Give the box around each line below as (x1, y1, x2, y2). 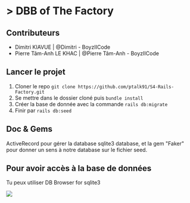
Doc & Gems (6, 124, 52, 134)
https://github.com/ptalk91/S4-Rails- (77, 84, 175, 90)
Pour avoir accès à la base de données (6, 163, 152, 173)
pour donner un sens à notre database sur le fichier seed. (6, 146, 148, 153)
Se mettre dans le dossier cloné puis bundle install (14, 94, 144, 101)
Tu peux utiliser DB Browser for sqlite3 (6, 179, 101, 186)
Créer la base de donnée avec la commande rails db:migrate (14, 100, 168, 107)
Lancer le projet (6, 67, 66, 77)
